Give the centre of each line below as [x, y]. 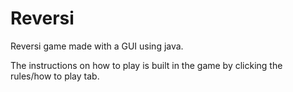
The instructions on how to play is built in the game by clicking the [146, 65]
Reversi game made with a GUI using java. [97, 46]
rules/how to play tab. [55, 76]
